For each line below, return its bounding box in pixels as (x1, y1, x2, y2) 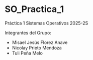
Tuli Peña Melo (12, 50, 43, 56)
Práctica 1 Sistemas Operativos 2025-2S (5, 20, 88, 26)
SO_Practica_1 (5, 3, 64, 15)
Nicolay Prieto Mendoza (12, 44, 62, 50)
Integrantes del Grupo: (5, 29, 51, 35)
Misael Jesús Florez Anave (12, 39, 68, 45)
